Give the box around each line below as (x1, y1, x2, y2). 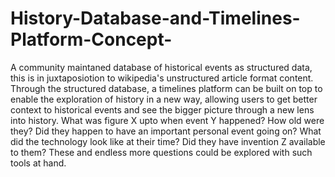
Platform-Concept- (10, 28, 173, 51)
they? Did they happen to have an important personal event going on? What (10, 125, 322, 137)
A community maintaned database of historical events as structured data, (10, 61, 313, 73)
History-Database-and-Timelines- (10, 7, 301, 30)
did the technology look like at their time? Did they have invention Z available (10, 135, 326, 147)
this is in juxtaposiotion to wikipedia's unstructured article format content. (10, 72, 314, 84)
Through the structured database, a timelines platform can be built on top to (10, 82, 323, 94)
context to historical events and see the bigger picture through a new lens (10, 103, 315, 116)
